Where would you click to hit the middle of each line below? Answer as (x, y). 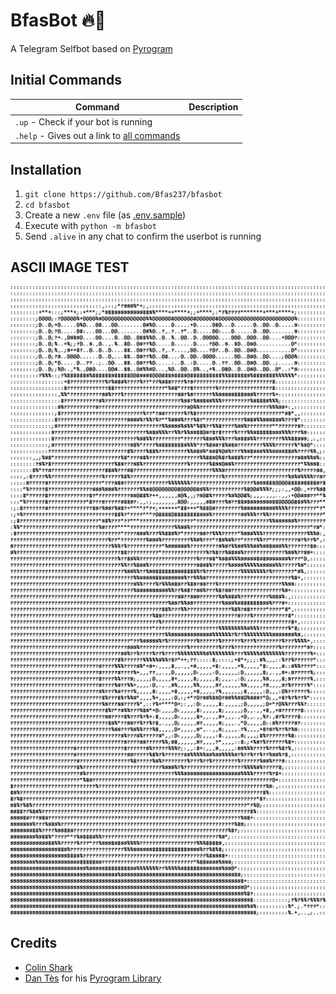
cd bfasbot (47, 205)
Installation (46, 169)
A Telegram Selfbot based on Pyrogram (91, 48)
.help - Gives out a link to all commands (97, 135)
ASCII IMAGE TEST (70, 267)
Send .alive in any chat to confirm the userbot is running (143, 236)
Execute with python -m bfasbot (90, 226)
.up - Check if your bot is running (83, 121)
